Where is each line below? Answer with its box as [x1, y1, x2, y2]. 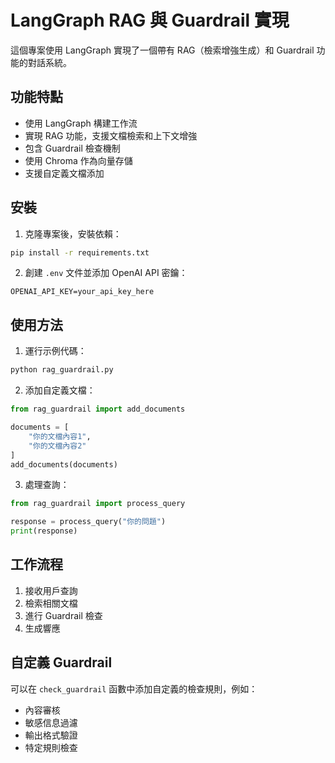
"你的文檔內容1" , [28, 431, 92, 441]
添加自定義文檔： [24, 384, 96, 396]
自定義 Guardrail [10, 654, 113, 671]
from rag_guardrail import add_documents [10, 404, 186, 415]
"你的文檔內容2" [28, 441, 87, 451]
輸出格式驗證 [24, 729, 78, 741]
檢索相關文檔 [24, 597, 78, 609]
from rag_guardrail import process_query [10, 499, 186, 509]
